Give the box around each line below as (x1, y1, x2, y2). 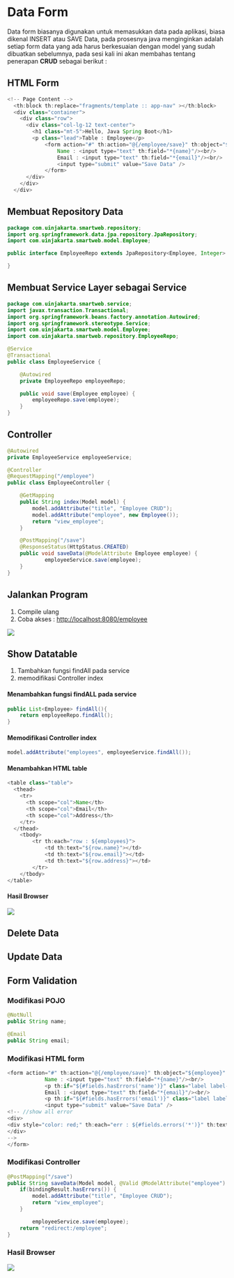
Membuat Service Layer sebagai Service (7, 282, 187, 294)
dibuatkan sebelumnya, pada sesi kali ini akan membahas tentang (7, 50, 196, 58)
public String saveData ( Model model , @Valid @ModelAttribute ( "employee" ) (7, 1180, 226, 1187)
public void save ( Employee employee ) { (19, 390, 136, 397)
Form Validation (7, 974, 78, 986)
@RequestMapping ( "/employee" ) (7, 473, 95, 480)
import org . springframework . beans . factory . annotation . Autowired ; (7, 313, 201, 320)
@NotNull (7, 1011, 33, 1019)
